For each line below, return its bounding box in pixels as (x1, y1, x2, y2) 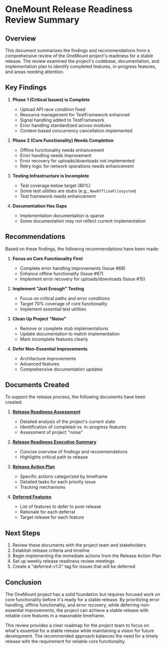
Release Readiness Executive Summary (12, 439, 96, 445)
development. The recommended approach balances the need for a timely (5, 633, 158, 639)
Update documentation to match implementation (19, 331, 120, 337)
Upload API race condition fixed (19, 106, 86, 112)
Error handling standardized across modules (19, 122, 111, 128)
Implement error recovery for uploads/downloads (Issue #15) (19, 276, 145, 282)
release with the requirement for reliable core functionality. (5, 638, 126, 644)
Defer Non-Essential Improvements (12, 346, 88, 352)
